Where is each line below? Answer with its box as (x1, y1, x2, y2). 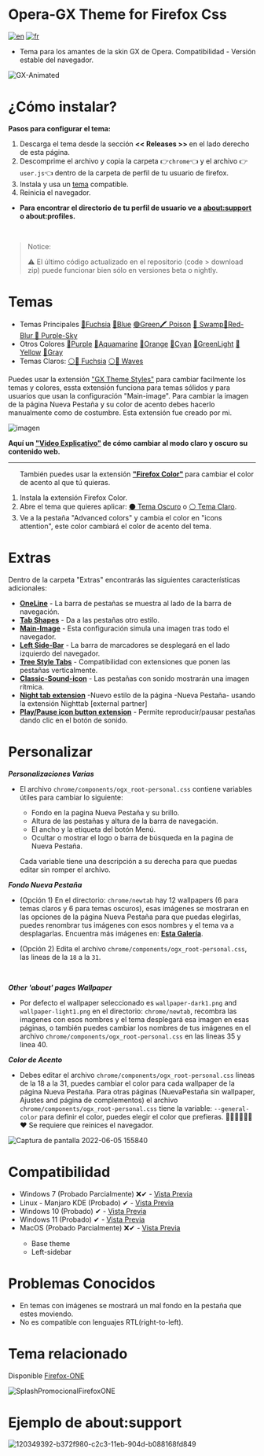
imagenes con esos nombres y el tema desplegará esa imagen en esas (19, 1014, 250, 1024)
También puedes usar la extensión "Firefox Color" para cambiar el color (19, 469, 254, 479)
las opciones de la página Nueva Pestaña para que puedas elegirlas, (19, 912, 241, 921)
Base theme (31, 1238, 71, 1248)
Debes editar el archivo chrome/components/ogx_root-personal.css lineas (19, 1070, 255, 1079)
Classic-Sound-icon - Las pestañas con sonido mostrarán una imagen (19, 674, 250, 683)
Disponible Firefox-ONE (8, 1370, 85, 1381)
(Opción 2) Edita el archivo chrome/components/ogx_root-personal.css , (19, 943, 247, 953)
